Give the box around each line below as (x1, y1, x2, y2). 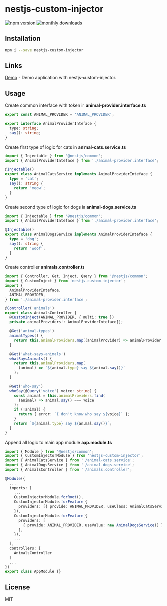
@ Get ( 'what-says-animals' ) (9, 351, 66, 357)
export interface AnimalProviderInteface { (5, 121, 97, 126)
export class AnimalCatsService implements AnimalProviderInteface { (5, 172, 153, 177)
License (5, 583, 30, 591)
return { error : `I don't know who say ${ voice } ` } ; (18, 412, 130, 417)
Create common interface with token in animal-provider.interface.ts (5, 102, 146, 108)
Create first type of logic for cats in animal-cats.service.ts (5, 144, 126, 150)
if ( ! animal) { (14, 407, 46, 412)
